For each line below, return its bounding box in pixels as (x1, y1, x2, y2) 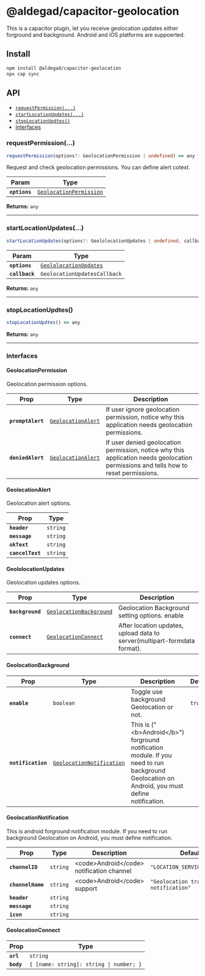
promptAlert (9, 417, 45, 424)
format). (118, 645, 142, 653)
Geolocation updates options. (6, 579, 81, 586)
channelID (9, 863, 38, 871)
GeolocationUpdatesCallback (40, 270, 122, 277)
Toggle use (131, 687, 163, 696)
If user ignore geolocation (106, 405, 180, 414)
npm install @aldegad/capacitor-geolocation (6, 65, 121, 71)
